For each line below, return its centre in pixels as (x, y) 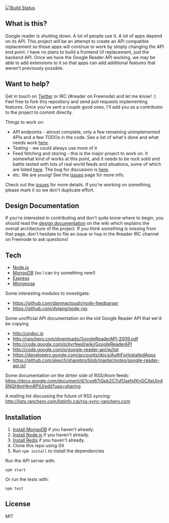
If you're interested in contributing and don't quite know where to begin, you (84, 218)
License (18, 504)
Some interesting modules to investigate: (48, 294)
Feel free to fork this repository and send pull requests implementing (76, 102)
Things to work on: (25, 122)
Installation (23, 417)
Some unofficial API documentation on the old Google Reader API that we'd (83, 318)
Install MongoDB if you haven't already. (53, 430)
